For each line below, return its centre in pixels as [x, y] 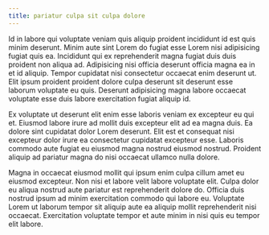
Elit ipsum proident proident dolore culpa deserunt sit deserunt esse [121, 81]
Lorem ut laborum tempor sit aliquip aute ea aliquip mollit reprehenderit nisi [132, 207]
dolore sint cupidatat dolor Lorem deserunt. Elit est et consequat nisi [121, 131]
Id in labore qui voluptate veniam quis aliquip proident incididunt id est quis [132, 39]
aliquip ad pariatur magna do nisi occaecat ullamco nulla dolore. [114, 157]
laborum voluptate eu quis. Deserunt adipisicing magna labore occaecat [127, 90]
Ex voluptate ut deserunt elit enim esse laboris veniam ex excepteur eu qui [131, 114]
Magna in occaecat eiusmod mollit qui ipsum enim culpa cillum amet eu [126, 172]
